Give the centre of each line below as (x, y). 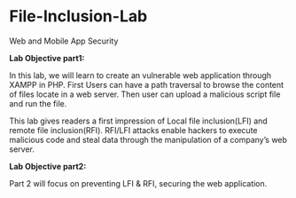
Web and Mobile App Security (64, 41)
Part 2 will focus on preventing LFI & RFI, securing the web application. (138, 183)
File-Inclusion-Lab (78, 16)
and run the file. (38, 103)
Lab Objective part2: (48, 166)
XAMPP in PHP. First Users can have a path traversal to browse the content (147, 84)
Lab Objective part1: (47, 58)
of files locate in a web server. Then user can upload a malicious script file (145, 94)
